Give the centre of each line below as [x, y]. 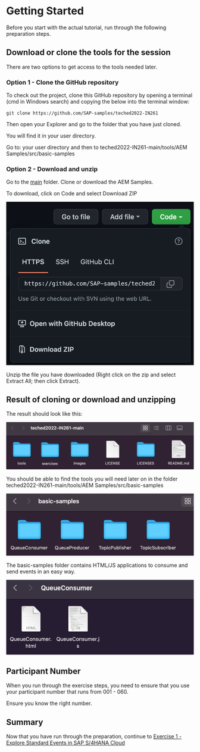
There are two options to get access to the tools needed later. [82, 67]
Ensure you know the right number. [49, 703]
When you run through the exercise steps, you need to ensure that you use [98, 685]
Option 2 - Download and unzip [52, 169]
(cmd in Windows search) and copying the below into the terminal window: [98, 102]
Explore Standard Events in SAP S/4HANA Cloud [65, 743]
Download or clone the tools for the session [88, 53]
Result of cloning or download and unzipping [91, 400]
